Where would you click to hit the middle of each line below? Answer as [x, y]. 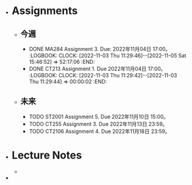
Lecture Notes [47, 155]
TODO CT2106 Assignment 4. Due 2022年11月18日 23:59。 [100, 131]
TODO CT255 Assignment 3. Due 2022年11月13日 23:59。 [98, 124]
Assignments [44, 11]
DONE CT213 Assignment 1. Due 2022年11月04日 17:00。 [97, 69]
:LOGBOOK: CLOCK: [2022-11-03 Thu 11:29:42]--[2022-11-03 [103, 75]
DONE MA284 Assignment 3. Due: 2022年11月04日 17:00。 [100, 49]
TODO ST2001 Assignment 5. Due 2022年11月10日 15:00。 [99, 117]
